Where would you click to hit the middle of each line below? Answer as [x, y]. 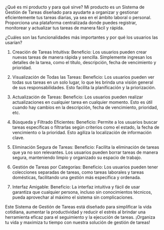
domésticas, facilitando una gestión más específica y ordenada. [76, 177]
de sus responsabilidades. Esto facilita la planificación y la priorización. [84, 87]
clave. [18, 138]
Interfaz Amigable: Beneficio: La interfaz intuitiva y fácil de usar [76, 187]
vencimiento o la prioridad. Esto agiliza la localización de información [82, 132]
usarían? [14, 43]
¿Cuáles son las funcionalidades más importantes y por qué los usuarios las [82, 37]
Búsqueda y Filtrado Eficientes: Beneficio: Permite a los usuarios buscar [85, 122]
